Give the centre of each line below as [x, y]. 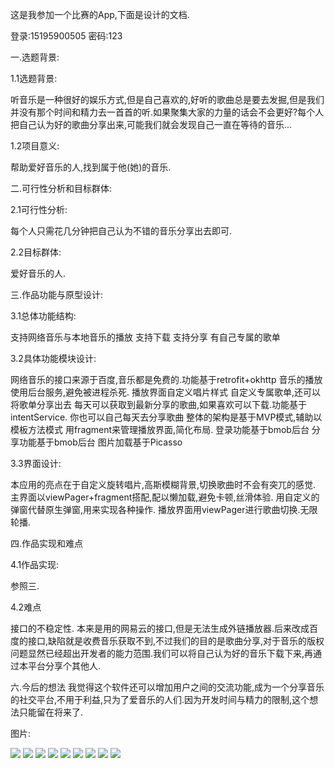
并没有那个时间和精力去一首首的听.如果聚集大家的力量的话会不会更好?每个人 [167, 112]
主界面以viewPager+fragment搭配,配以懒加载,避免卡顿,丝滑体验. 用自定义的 [165, 497]
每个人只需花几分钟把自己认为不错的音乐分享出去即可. [121, 231]
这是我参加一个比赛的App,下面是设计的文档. [100, 14]
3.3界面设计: [36, 463]
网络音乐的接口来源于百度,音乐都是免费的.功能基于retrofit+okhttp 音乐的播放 [166, 379]
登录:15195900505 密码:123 [66, 36]
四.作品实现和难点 [47, 543]
